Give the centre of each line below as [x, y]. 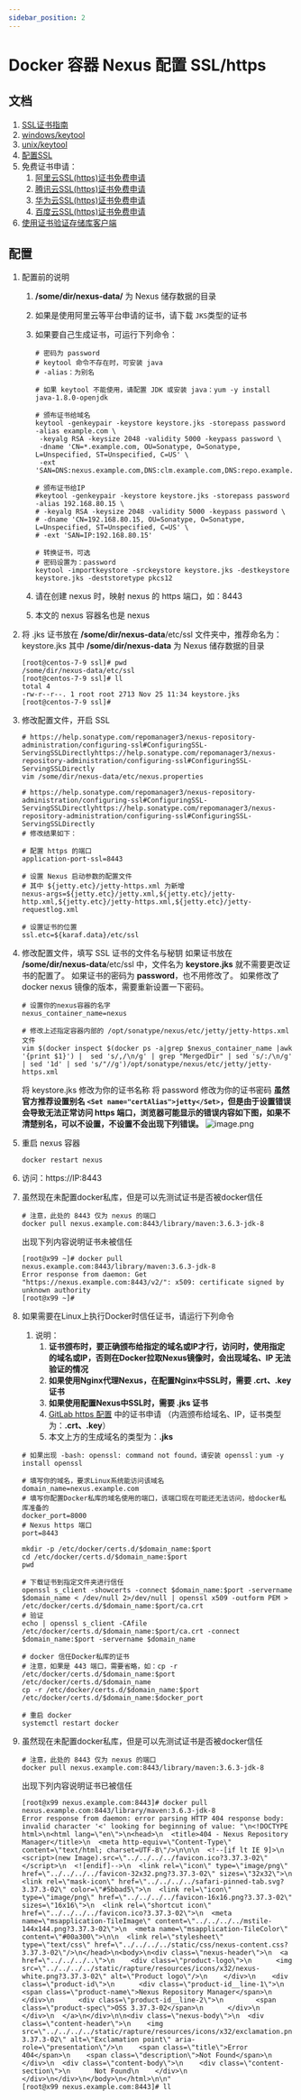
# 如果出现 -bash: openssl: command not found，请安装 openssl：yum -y [153, 1456]
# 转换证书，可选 [63, 553]
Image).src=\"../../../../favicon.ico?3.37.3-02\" [171, 1858]
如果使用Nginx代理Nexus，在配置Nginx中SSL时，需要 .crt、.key [170, 1380]
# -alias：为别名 [65, 373]
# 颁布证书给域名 [63, 416]
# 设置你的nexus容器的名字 [66, 1006]
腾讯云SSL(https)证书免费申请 [90, 189]
